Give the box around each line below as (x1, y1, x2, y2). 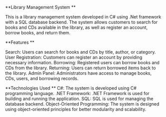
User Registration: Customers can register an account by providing (5, 54, 143, 60)
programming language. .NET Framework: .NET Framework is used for (5, 91, 150, 96)
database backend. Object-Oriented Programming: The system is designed (5, 101, 160, 107)
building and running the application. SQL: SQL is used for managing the (5, 96, 154, 102)
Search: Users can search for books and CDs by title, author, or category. (5, 49, 156, 55)
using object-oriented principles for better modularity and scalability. (5, 107, 147, 112)
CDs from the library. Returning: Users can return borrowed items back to (5, 65, 156, 71)
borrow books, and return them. (5, 30, 71, 35)
